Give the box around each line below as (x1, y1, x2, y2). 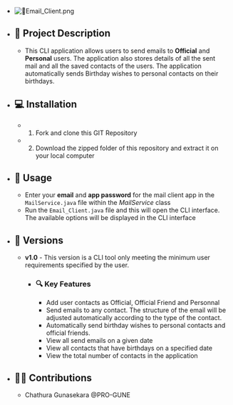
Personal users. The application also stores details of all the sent (24, 54, 216, 62)
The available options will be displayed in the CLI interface (24, 214, 196, 222)
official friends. (46, 329, 90, 337)
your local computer (35, 151, 95, 160)
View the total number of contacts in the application (46, 351, 198, 360)
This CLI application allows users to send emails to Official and (24, 46, 210, 55)
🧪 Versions (14, 234, 64, 246)
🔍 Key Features (35, 279, 91, 289)
